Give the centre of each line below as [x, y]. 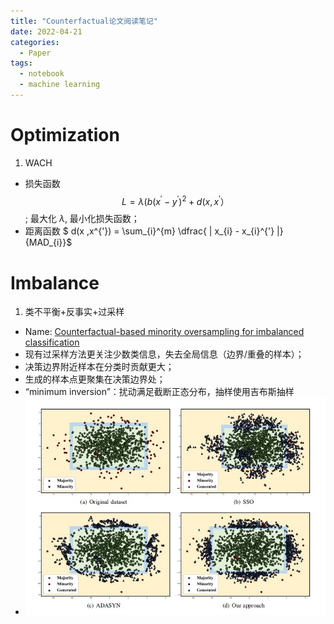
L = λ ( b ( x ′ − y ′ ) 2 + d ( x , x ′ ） [175, 200]
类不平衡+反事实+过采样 [74, 312]
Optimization [65, 135]
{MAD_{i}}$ [48, 242]
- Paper [35, 53]
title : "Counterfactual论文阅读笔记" [84, 21]
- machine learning [60, 85]
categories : [35, 42]
